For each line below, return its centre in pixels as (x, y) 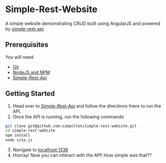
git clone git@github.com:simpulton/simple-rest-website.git (71, 126)
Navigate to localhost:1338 (40, 150)
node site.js (19, 140)
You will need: (20, 57)
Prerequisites (27, 45)
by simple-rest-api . (25, 28)
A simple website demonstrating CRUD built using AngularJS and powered (83, 23)
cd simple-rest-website (30, 131)
